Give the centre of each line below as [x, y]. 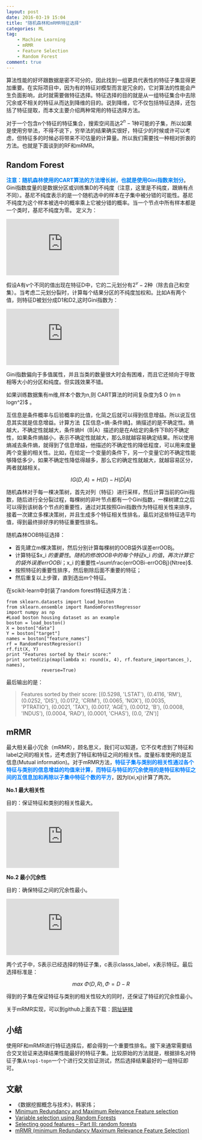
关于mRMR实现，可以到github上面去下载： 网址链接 [70, 1009]
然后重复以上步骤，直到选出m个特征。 [62, 577]
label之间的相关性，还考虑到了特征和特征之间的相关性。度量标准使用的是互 [99, 755]
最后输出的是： [25, 682]
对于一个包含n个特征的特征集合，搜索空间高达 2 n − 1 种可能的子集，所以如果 [99, 123]
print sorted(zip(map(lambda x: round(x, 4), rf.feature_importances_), [99, 660]
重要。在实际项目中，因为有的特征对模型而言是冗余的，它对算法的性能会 [101, 87]
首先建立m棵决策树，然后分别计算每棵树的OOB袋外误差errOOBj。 [96, 547]
